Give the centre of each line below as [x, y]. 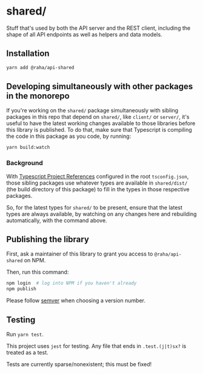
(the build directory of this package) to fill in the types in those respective [98, 189]
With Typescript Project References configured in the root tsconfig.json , [98, 176]
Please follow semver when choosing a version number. [76, 301]
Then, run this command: [38, 272]
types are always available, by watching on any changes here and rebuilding [101, 214]
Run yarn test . [25, 334]
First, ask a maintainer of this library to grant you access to [80, 254]
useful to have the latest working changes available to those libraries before [101, 123]
